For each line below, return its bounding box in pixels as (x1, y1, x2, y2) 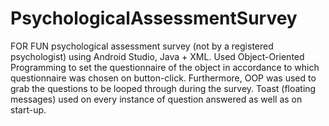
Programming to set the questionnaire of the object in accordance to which (10, 61, 320, 73)
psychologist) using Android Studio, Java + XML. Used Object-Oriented (10, 50, 305, 62)
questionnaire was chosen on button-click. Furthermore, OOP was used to (10, 72, 317, 84)
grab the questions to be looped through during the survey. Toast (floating (10, 82, 317, 94)
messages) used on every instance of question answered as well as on (10, 93, 303, 105)
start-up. (10, 103, 47, 116)
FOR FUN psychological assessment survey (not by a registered (10, 40, 274, 52)
